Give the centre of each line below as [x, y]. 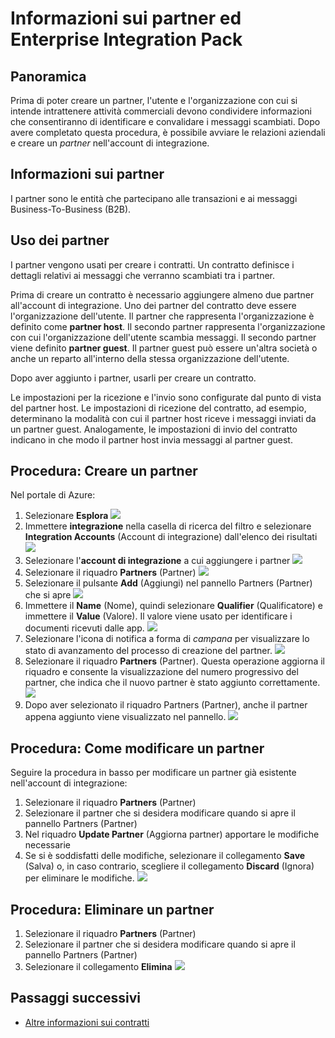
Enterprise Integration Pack [126, 39]
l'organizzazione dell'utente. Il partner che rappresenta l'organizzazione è [162, 316]
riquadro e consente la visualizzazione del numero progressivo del [161, 672]
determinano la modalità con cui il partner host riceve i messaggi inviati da [163, 418]
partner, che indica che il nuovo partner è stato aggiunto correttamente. [172, 683]
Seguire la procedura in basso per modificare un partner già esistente [153, 773]
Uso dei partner [60, 240]
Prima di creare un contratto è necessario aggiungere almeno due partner [162, 294]
